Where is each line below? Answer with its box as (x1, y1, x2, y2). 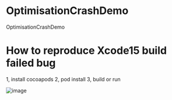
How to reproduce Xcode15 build (6, 44, 167, 57)
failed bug (6, 57, 56, 70)
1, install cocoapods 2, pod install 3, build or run (6, 75, 121, 82)
